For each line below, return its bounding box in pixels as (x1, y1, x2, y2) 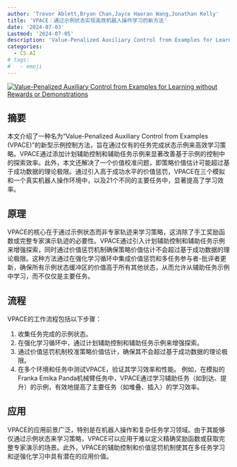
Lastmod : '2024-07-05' (7, 30, 74, 37)
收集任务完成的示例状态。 (17, 330, 92, 338)
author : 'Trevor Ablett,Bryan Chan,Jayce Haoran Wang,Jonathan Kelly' (7, 10, 219, 18)
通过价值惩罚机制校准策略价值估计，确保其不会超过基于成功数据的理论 (17, 348, 222, 356)
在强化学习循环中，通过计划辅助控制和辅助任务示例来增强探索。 (17, 338, 203, 347)
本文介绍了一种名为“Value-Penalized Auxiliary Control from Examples (7, 132, 209, 141)
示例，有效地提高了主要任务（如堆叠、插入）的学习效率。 (36, 383, 203, 391)
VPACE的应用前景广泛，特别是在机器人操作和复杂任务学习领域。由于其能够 (7, 425, 226, 434)
